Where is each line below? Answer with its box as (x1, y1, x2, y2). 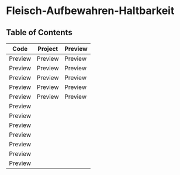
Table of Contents (6, 28, 73, 37)
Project (37, 45, 58, 53)
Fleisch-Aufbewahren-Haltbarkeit (6, 4, 175, 18)
